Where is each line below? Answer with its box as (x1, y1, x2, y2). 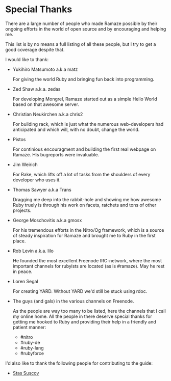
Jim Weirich (12, 161, 38, 168)
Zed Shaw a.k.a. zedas (12, 86, 61, 92)
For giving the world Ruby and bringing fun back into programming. (12, 76, 155, 82)
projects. (12, 207, 32, 213)
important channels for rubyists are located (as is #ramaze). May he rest (12, 263, 165, 269)
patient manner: (12, 324, 46, 330)
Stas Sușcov (12, 370, 39, 376)
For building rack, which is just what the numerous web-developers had (12, 121, 164, 127)
